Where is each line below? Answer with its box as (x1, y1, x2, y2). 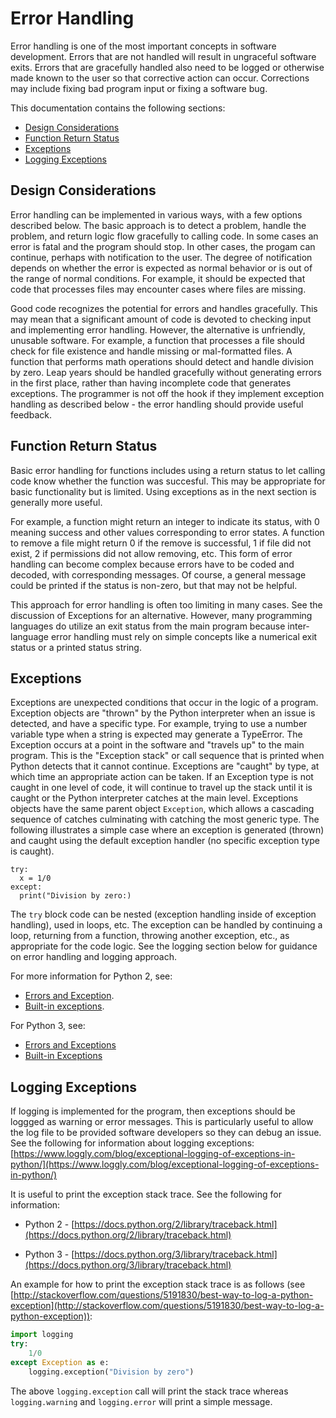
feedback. (10, 408, 52, 421)
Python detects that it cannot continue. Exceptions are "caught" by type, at (10, 760, 320, 772)
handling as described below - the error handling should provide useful (10, 398, 304, 410)
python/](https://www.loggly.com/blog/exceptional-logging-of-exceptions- (10, 1158, 320, 1171)
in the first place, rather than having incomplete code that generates (10, 377, 292, 389)
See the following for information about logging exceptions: (10, 1137, 255, 1149)
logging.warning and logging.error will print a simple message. (10, 1395, 273, 1407)
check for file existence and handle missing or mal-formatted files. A (10, 345, 293, 357)
